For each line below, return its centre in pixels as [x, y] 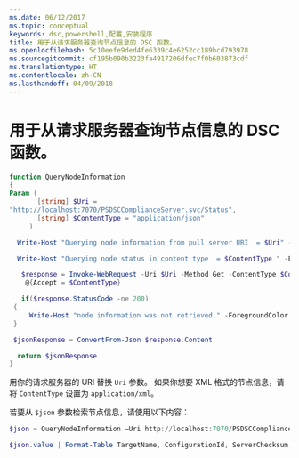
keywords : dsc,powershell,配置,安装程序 [81, 34]
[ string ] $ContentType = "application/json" [121, 218]
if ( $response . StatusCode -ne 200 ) [85, 299]
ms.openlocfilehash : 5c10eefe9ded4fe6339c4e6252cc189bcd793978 [129, 51]
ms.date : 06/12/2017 [48, 17]
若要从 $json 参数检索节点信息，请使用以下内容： [99, 412]
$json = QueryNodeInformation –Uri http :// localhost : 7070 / [121, 429]
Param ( [24, 193]
